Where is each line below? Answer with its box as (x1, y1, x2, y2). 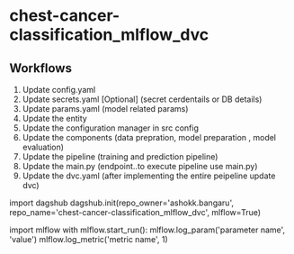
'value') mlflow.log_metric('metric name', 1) (9, 234, 168, 244)
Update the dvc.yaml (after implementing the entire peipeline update (22, 170, 276, 181)
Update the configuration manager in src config (22, 122, 200, 133)
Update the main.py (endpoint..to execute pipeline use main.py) (22, 161, 258, 171)
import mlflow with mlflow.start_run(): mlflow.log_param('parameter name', (9, 224, 286, 235)
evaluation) (22, 141, 65, 152)
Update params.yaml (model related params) (22, 104, 189, 113)
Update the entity (22, 113, 87, 123)
